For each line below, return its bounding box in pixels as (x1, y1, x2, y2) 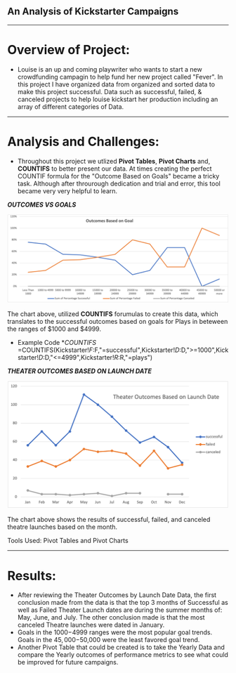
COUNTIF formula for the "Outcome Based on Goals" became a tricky (17, 171, 220, 180)
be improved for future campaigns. (17, 658, 119, 667)
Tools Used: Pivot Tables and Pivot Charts (7, 537, 129, 545)
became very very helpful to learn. (17, 186, 118, 195)
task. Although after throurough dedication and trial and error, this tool (17, 179, 221, 188)
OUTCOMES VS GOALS (7, 200, 77, 209)
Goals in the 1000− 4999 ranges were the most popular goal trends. (17, 628, 213, 636)
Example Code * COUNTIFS (17, 338, 97, 346)
